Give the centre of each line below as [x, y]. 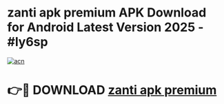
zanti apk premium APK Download [107, 13]
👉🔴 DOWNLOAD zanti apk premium [112, 90]
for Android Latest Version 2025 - [105, 27]
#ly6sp [28, 42]
